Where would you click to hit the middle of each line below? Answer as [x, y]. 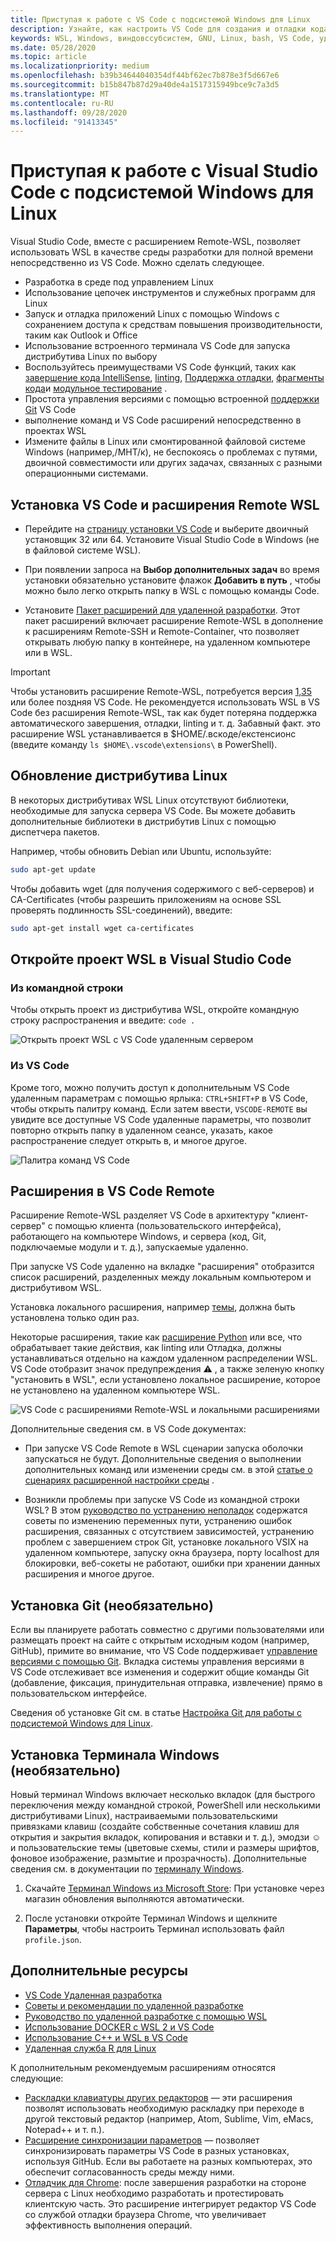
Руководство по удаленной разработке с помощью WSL [146, 2016]
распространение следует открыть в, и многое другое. [129, 1140]
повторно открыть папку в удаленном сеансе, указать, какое [141, 1130]
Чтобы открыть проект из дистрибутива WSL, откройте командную [155, 1010]
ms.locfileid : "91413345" [64, 122]
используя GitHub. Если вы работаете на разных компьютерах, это [168, 2161]
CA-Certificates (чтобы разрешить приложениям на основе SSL [146, 899]
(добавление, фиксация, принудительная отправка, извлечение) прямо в [166, 1683]
